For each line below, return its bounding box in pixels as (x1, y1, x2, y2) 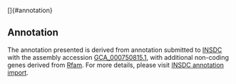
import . (7, 68, 29, 77)
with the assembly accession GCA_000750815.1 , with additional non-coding (7, 53, 230, 61)
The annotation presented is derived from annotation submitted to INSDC (7, 46, 222, 54)
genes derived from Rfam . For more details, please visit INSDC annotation (7, 61, 225, 69)
